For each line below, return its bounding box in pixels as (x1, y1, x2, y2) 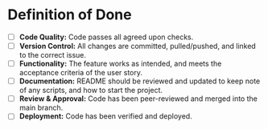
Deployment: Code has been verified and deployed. (19, 111, 192, 121)
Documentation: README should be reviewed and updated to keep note (19, 76, 261, 86)
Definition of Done (7, 6, 132, 24)
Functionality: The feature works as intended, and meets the (19, 58, 222, 69)
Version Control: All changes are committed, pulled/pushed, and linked (19, 42, 257, 50)
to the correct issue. (19, 50, 86, 60)
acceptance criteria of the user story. (19, 68, 142, 78)
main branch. (19, 103, 64, 113)
